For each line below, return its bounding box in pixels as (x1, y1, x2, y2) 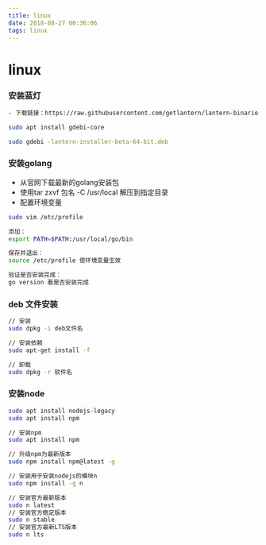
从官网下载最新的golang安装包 (19, 177, 119, 187)
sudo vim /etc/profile (8, 213, 83, 221)
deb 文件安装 (8, 299, 58, 310)
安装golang (8, 158, 52, 169)
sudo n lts (8, 531, 44, 539)
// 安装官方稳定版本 (8, 508, 67, 516)
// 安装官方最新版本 (8, 493, 67, 501)
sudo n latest (8, 501, 56, 509)
